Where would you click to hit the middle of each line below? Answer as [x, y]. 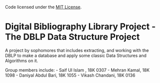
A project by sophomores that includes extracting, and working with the [77, 50]
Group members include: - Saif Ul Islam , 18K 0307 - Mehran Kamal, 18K [77, 70]
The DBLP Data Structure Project [72, 37]
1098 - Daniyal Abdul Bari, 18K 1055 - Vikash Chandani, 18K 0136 [70, 75]
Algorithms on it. [21, 61]
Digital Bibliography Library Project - [80, 27]
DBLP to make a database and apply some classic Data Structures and [76, 55]
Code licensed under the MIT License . [43, 7]
